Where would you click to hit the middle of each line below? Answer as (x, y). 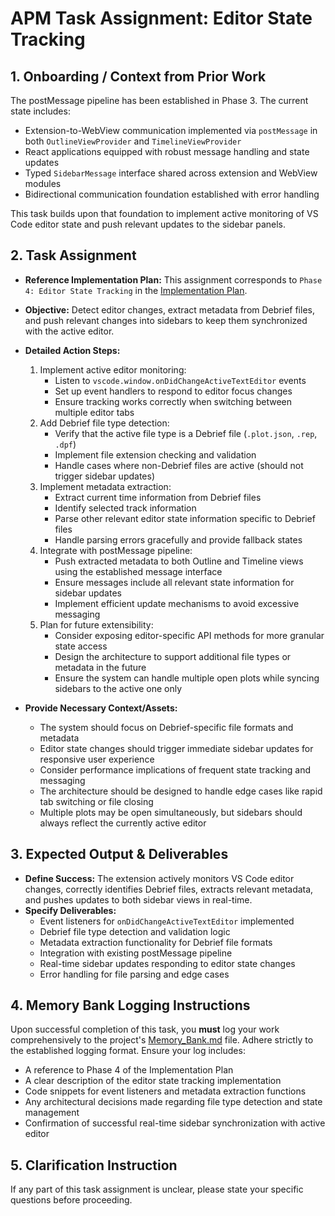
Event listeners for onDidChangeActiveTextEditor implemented (167, 921)
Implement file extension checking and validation (155, 454)
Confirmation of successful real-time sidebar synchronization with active (175, 1123)
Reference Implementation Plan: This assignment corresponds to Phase (173, 279)
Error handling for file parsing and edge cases (134, 974)
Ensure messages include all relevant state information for (174, 582)
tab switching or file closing (96, 801)
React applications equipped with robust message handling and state (167, 151)
